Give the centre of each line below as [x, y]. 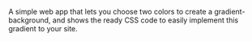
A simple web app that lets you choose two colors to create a [111, 12]
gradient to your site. [43, 29]
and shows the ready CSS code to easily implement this [145, 20]
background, [30, 20]
